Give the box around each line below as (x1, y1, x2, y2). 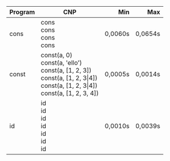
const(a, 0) (40, 51, 73, 59)
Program (9, 8, 35, 16)
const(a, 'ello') (40, 59, 82, 66)
